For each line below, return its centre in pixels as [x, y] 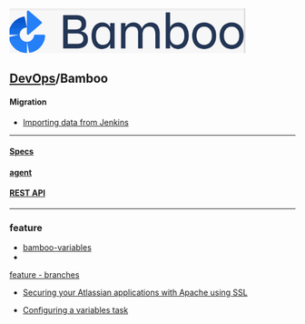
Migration [28, 101]
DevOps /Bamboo [59, 79]
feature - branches [44, 275]
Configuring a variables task [75, 310]
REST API [27, 193]
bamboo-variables [57, 248]
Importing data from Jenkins [75, 122]
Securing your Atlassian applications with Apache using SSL [135, 293]
